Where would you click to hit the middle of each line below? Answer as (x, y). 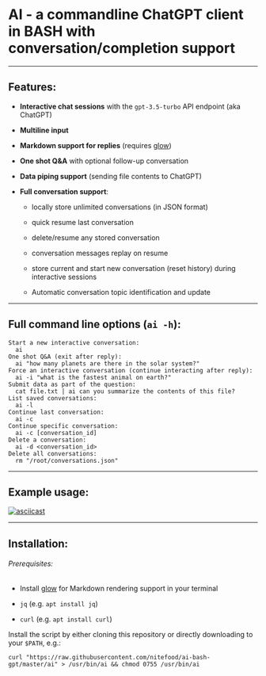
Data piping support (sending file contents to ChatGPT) (110, 176)
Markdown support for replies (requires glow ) (95, 145)
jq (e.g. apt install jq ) (59, 603)
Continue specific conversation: (63, 426)
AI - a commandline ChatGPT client (126, 15)
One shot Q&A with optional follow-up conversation (104, 161)
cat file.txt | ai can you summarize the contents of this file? (125, 391)
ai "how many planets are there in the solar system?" (108, 363)
